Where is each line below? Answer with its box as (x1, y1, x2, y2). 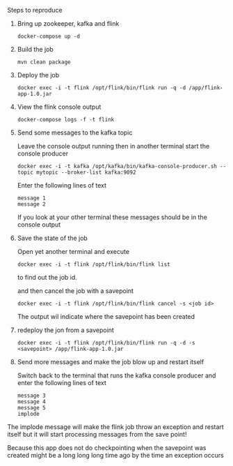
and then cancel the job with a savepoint (17, 287, 134, 295)
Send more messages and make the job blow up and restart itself (17, 358, 204, 366)
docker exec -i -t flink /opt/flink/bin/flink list (17, 261, 170, 268)
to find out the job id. (17, 273, 78, 281)
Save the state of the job (17, 234, 88, 242)
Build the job (17, 45, 54, 53)
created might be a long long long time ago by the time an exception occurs (7, 451, 224, 459)
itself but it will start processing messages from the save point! (7, 430, 187, 438)
